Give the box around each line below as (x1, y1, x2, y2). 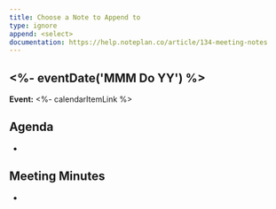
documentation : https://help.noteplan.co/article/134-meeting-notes (9, 37, 268, 47)
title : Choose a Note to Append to (9, 12, 141, 22)
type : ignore (9, 21, 58, 30)
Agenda (9, 120, 54, 135)
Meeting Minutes (9, 169, 106, 184)
